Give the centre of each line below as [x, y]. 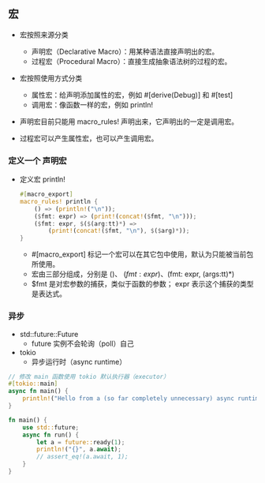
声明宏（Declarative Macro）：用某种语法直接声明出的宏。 [125, 51]
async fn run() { [51, 435]
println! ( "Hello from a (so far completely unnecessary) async [129, 399]
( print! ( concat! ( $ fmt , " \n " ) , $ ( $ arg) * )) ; [119, 231]
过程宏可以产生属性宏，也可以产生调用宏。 [89, 138]
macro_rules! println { [59, 201]
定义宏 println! [42, 179]
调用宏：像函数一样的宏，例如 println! [92, 104]
